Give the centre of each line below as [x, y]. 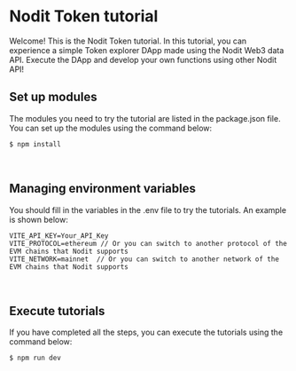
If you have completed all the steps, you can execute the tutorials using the [146, 332]
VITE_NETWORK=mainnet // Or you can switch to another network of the [144, 259]
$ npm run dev [35, 358]
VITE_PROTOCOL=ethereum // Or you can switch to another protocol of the [148, 243]
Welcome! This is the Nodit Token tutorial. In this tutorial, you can [128, 41]
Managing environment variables [103, 189]
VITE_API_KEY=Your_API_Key [59, 236]
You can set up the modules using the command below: [111, 128]
